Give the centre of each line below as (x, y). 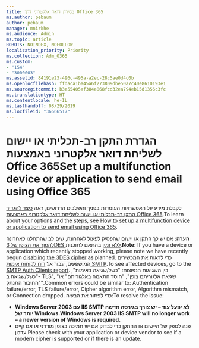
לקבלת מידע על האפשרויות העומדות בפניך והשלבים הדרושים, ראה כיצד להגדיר (94, 208)
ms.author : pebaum (29, 17)
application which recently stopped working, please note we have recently (97, 251)
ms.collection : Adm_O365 (37, 56)
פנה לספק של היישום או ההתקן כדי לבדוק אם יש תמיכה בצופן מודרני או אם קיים (103, 326)
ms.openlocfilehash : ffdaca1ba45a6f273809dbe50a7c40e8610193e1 (86, 84)
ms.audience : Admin (30, 34)
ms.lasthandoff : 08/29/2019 (41, 106)
